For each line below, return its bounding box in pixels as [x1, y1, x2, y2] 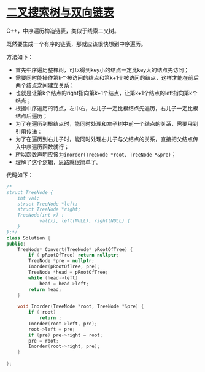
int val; [17, 195, 40, 201]
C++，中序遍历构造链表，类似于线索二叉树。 [6, 27, 120, 34]
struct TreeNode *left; [17, 201, 79, 207]
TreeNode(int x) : [17, 212, 64, 219]
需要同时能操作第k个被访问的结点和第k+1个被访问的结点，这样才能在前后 [15, 74, 199, 81]
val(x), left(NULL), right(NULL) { [39, 218, 131, 224]
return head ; [28, 286, 62, 292]
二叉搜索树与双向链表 [6, 6, 115, 20]
